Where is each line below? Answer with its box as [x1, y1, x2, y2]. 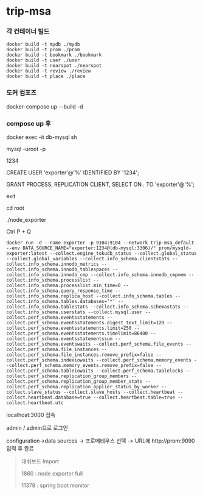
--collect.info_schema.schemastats [90, 304, 181, 310]
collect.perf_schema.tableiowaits [6, 368, 94, 374]
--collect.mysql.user [88, 309, 143, 315]
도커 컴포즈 [6, 88, 37, 97]
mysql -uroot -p [6, 145, 46, 153]
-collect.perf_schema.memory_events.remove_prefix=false [6, 363, 154, 369]
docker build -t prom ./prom [6, 47, 80, 53]
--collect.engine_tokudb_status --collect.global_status [49, 251, 198, 257]
